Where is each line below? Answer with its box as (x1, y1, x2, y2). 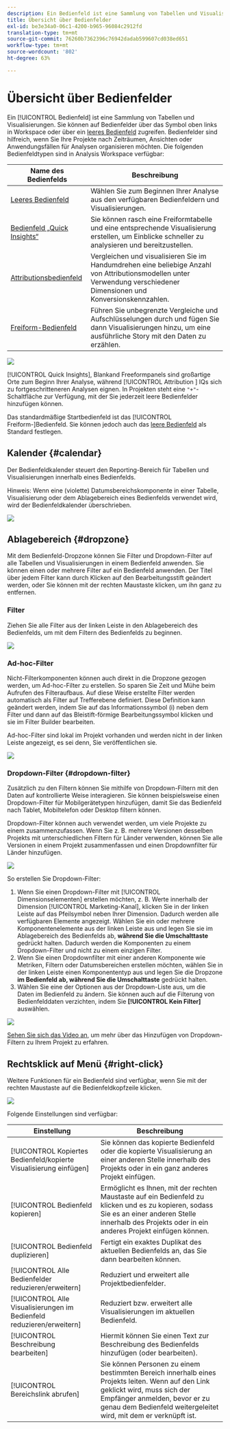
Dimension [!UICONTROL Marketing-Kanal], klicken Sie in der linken (16, 903, 209, 911)
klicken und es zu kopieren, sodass (100, 1200, 214, 1210)
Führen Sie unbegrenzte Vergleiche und (90, 305, 218, 315)
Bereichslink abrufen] (10, 1389, 80, 1399)
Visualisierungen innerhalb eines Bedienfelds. (7, 473, 136, 481)
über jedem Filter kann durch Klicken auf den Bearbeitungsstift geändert (7, 574, 212, 582)
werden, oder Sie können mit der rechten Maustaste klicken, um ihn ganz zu (7, 581, 222, 589)
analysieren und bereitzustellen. (90, 240, 194, 249)
